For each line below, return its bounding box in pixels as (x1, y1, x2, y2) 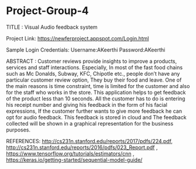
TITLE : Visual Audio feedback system (6, 23, 98, 31)
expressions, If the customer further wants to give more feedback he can (6, 107, 183, 114)
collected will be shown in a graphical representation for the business (6, 120, 174, 127)
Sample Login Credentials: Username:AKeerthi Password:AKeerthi (6, 46, 166, 53)
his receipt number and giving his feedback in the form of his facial (6, 101, 168, 108)
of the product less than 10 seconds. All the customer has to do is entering (6, 95, 185, 102)
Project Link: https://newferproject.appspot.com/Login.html (6, 35, 149, 42)
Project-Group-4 (6, 4, 89, 18)
